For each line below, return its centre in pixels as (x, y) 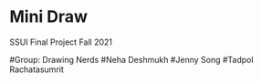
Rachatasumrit (37, 69)
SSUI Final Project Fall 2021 (61, 42)
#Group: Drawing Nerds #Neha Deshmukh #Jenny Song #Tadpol (131, 59)
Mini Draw (49, 17)
